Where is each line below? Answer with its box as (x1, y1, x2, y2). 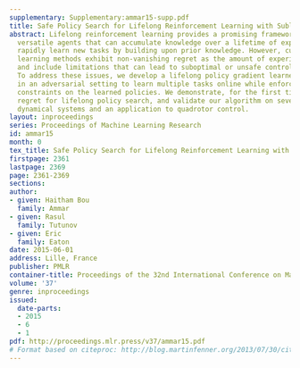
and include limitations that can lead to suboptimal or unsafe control (17, 63, 294, 72)
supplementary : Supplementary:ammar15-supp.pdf (9, 13, 190, 22)
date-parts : (17, 304, 62, 313)
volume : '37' (9, 279, 58, 288)
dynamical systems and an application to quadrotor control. (17, 105, 250, 113)
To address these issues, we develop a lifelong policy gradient (17, 71, 266, 80)
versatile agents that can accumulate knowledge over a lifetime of (17, 38, 278, 47)
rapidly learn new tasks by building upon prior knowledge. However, (17, 46, 281, 55)
